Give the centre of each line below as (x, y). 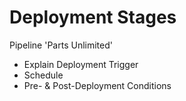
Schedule (43, 75)
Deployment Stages (93, 17)
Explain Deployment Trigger (81, 64)
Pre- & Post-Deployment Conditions (97, 85)
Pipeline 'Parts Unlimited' (61, 45)
